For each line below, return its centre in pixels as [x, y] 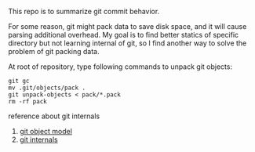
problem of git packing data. [54, 51]
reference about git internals [54, 116]
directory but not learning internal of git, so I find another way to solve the [127, 43]
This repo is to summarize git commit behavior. [84, 11]
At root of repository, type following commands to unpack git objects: [120, 67]
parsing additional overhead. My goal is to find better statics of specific [124, 35]
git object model [46, 131]
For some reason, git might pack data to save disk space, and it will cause [127, 26]
